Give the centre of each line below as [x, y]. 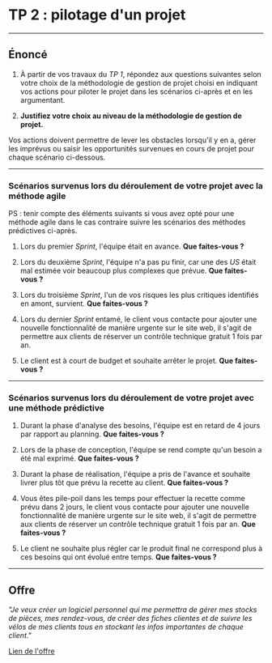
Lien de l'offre [32, 651]
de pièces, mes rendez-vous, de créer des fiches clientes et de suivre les [130, 618]
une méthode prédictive [57, 408]
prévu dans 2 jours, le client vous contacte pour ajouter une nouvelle [134, 507]
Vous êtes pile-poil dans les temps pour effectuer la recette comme [132, 499]
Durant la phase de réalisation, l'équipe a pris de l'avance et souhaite [135, 474]
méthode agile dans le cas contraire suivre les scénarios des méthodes [127, 222]
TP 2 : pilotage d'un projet [97, 15]
